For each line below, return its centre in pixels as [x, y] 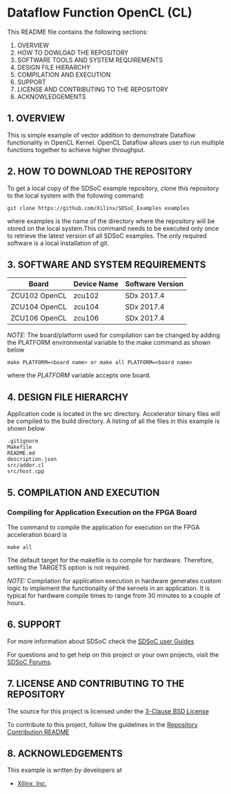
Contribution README [38, 732]
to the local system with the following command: [76, 196]
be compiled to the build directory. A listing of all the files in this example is [113, 421]
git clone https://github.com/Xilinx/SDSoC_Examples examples [98, 208]
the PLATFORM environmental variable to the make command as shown [109, 343]
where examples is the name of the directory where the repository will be [111, 221]
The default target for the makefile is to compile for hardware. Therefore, [110, 560]
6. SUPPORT [34, 624]
